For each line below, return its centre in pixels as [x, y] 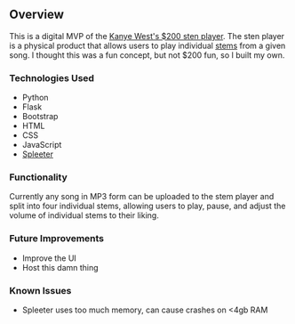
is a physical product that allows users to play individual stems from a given [147, 45]
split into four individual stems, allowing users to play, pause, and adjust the [147, 206]
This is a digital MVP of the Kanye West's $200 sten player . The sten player [147, 36]
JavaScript [42, 145]
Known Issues [40, 290]
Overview [37, 15]
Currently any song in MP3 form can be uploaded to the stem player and [142, 197]
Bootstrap [40, 117]
